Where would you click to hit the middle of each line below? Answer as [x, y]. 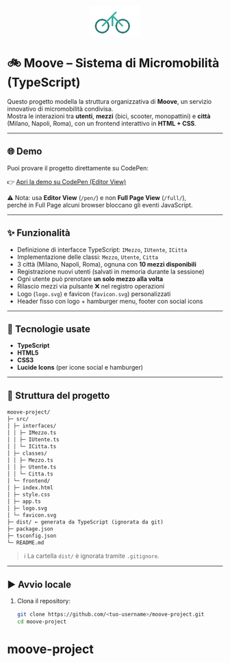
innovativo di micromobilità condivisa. [60, 109]
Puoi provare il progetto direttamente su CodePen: [78, 168]
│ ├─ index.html [30, 488]
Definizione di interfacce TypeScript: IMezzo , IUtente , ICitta [102, 249]
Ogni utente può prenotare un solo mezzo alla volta [90, 279]
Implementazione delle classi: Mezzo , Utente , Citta [88, 257]
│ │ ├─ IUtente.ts [33, 440]
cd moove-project [42, 621]
